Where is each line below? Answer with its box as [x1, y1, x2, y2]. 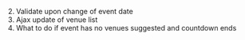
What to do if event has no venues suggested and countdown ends [15, 24, 237, 32]
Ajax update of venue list [15, 15, 98, 24]
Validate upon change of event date [15, 7, 133, 16]
